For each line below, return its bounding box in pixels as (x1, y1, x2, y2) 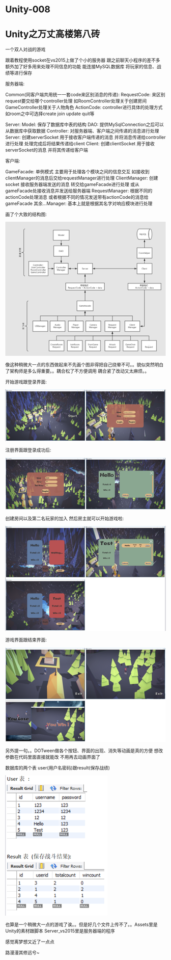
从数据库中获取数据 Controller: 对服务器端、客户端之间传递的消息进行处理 (5, 128, 159, 134)
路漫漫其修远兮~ (5, 949, 40, 956)
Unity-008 (5, 4, 51, 15)
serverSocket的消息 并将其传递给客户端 (5, 147, 88, 153)
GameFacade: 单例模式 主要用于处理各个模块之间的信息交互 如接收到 (5, 169, 150, 175)
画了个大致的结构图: (5, 211, 47, 218)
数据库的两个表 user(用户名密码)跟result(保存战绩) (5, 765, 110, 771)
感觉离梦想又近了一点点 (5, 939, 54, 945)
